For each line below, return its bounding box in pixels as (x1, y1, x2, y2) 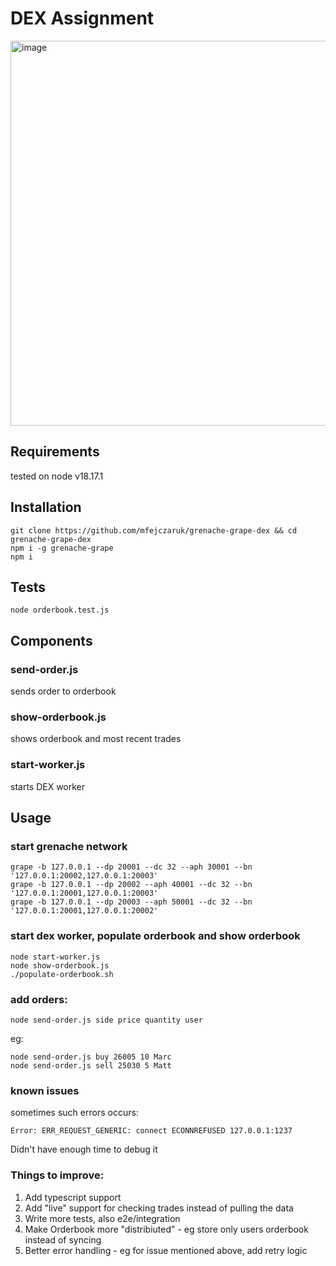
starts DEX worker (10, 780, 86, 792)
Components (10, 632, 93, 649)
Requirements (10, 443, 100, 461)
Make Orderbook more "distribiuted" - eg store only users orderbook (24, 1223, 309, 1235)
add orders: (10, 992, 68, 1006)
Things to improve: (10, 1168, 105, 1182)
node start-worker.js (10, 952, 101, 962)
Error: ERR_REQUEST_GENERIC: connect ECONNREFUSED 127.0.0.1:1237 (10, 1126, 293, 1136)
